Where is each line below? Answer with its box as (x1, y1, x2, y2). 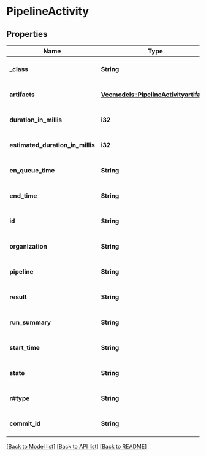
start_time (9, 344, 40, 352)
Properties (6, 29, 48, 39)
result (9, 293, 28, 301)
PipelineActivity (6, 4, 90, 18)
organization (9, 242, 48, 250)
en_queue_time (9, 166, 55, 174)
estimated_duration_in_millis (9, 141, 95, 149)
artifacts (9, 90, 35, 99)
